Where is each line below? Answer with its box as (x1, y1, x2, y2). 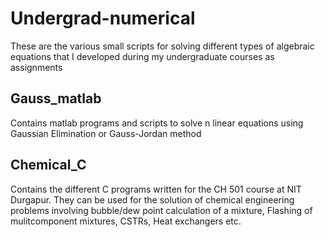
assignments (10, 61, 63, 73)
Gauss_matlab (10, 90, 102, 107)
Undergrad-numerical (10, 7, 196, 30)
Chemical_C (10, 157, 87, 174)
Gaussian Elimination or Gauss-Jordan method (10, 127, 202, 139)
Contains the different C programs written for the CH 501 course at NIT (10, 183, 302, 195)
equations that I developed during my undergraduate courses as (10, 50, 275, 62)
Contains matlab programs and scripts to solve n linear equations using (10, 117, 304, 129)
